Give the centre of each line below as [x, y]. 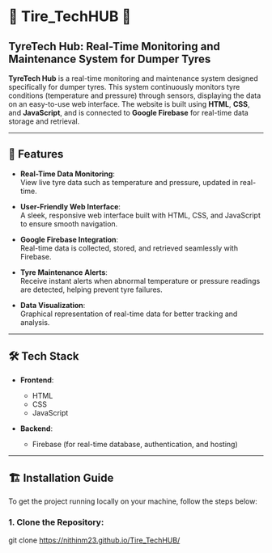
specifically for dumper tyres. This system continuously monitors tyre [124, 87]
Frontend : [37, 380]
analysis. [35, 322]
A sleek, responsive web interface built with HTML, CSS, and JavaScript [140, 215]
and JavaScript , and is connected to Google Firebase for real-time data [128, 113]
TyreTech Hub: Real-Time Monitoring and [114, 46]
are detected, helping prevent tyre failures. [91, 289]
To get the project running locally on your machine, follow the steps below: [133, 501]
